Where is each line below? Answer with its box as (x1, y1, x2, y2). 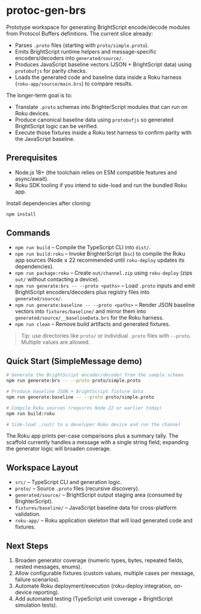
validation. (14, 510, 41, 518)
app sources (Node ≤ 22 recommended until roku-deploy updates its (14, 256, 185, 264)
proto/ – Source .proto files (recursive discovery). (14, 485, 140, 492)
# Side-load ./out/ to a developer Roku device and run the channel (6, 421, 181, 427)
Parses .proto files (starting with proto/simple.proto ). (14, 42, 149, 49)
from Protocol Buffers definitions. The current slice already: (6, 29, 153, 37)
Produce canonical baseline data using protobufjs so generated (14, 116, 174, 123)
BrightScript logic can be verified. (14, 122, 98, 129)
